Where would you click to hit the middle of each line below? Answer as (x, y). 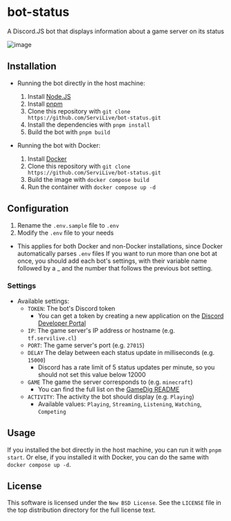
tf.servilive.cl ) (52, 338)
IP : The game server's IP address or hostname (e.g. (101, 330)
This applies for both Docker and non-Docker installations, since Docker (120, 246)
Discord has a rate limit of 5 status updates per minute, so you (126, 367)
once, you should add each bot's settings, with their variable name (112, 261)
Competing (52, 412)
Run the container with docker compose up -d (92, 187)
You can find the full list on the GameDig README (109, 389)
